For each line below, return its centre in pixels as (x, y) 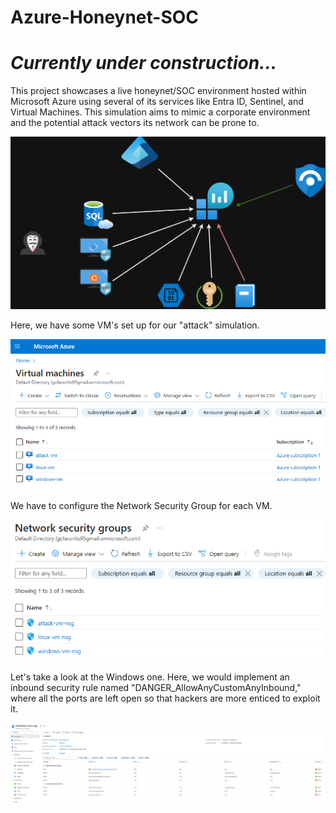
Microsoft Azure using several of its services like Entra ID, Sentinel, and (157, 102)
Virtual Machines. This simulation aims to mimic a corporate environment (160, 112)
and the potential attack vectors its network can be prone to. (135, 123)
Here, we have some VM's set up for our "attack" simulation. (135, 325)
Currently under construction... (144, 63)
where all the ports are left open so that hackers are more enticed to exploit (165, 698)
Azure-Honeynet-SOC (105, 17)
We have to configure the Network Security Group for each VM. (141, 506)
